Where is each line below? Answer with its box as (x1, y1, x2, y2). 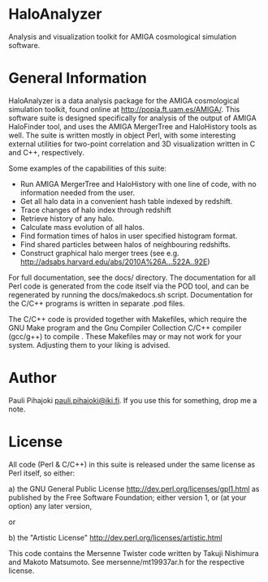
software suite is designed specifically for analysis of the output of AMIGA (8, 113, 257, 123)
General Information (8, 69, 148, 88)
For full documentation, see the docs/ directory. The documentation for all (8, 272, 256, 282)
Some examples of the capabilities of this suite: (8, 163, 166, 173)
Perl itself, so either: (8, 468, 76, 478)
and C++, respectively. (8, 147, 85, 157)
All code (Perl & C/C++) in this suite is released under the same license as (8, 459, 256, 469)
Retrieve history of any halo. (19, 213, 115, 224)
